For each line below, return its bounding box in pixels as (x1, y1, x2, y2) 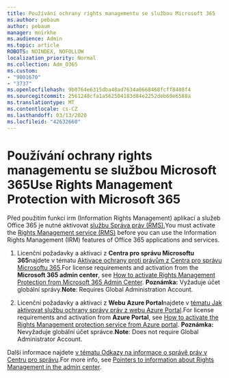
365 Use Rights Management (7, 177, 173, 192)
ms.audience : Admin (7, 36, 63, 42)
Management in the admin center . (7, 363, 102, 371)
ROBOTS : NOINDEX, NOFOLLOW (7, 49, 84, 55)
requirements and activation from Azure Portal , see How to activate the (16, 313, 219, 322)
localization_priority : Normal (7, 55, 96, 62)
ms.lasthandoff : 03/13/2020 (7, 112, 87, 118)
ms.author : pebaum (7, 16, 59, 23)
